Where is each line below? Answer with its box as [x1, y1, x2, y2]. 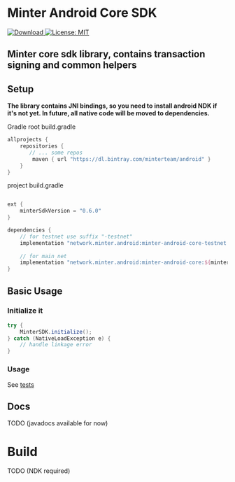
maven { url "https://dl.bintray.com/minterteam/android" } [32, 155, 211, 162]
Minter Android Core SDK [7, 5, 157, 21]
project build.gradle [7, 181, 64, 190]
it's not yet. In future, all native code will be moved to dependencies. [7, 109, 210, 118]
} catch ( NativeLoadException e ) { [7, 334, 111, 342]
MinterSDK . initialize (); [20, 328, 92, 335]
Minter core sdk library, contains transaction [7, 48, 206, 60]
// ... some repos [29, 149, 83, 156]
